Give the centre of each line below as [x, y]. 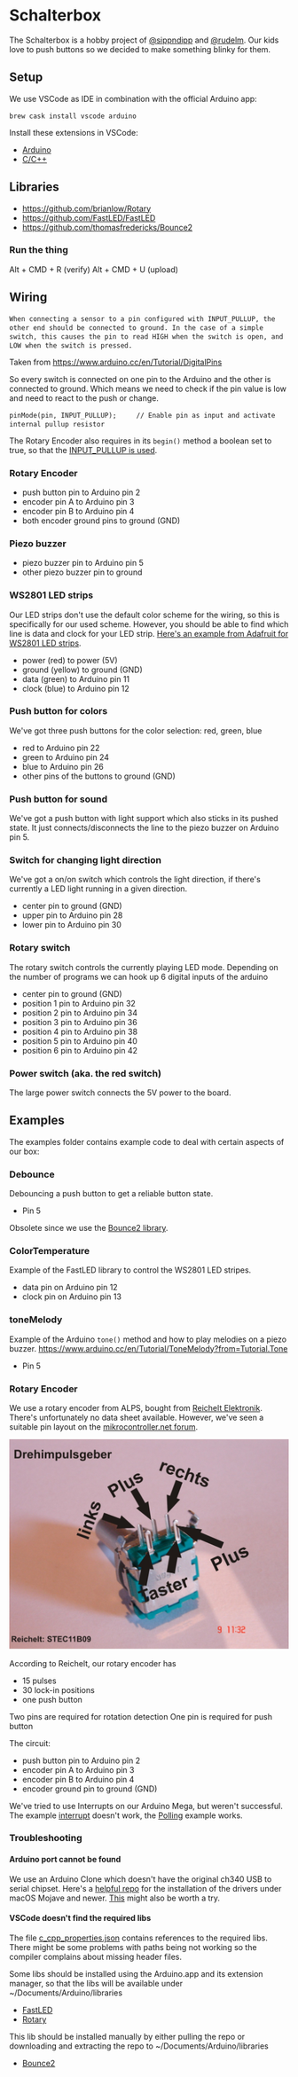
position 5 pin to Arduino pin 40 [79, 1041]
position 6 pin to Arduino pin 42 [79, 1050]
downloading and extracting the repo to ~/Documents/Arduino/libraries [139, 2046]
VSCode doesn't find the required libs [80, 1918]
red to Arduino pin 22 [61, 748]
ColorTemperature [50, 1251]
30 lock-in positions [58, 1689]
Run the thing [39, 250]
